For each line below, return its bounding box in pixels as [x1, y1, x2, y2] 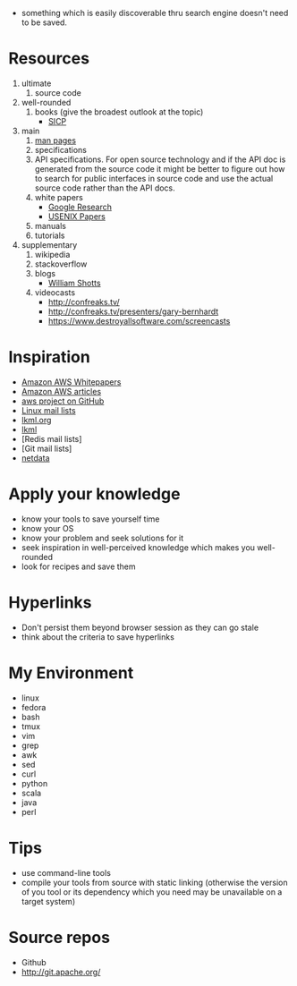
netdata [21, 452, 50, 463]
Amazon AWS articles [21, 386, 102, 396]
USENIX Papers [47, 210, 106, 222]
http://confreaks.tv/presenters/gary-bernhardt [47, 306, 219, 317]
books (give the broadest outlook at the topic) [34, 106, 204, 117]
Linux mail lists [21, 404, 77, 415]
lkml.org [21, 414, 52, 425]
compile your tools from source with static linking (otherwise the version [21, 877, 288, 888]
